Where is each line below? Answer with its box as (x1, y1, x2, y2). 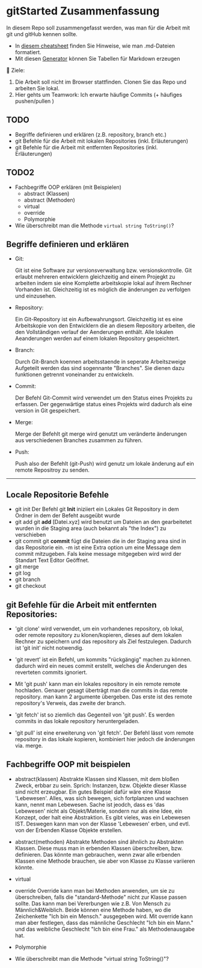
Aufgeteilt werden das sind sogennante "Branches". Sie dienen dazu (14, 365, 185, 372)
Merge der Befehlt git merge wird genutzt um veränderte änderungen (14, 430, 188, 437)
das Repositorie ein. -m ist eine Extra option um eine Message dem (14, 544, 182, 551)
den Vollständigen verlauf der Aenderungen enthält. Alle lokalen (14, 328, 174, 336)
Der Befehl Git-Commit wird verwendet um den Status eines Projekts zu (14, 394, 193, 401)
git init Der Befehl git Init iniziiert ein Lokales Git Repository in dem (14, 505, 179, 513)
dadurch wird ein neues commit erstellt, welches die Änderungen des (14, 662, 188, 669)
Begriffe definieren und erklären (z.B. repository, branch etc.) (14, 131, 167, 138)
